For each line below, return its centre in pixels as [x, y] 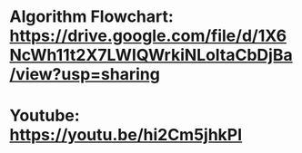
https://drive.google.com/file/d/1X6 [148, 36]
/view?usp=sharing [85, 75]
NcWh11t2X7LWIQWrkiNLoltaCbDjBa [151, 55]
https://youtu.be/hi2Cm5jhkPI [126, 135]
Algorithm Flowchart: [92, 17]
